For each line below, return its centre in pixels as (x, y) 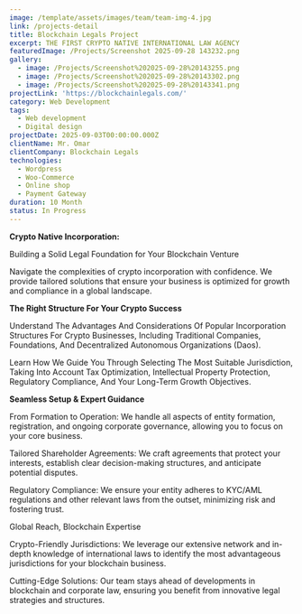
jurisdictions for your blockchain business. (88, 563)
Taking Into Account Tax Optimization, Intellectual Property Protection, (140, 372)
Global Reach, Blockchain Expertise (75, 526)
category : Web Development (60, 102)
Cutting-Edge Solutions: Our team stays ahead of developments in (132, 581)
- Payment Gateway (52, 194)
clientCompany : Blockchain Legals (74, 152)
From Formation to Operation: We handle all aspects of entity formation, (142, 416)
